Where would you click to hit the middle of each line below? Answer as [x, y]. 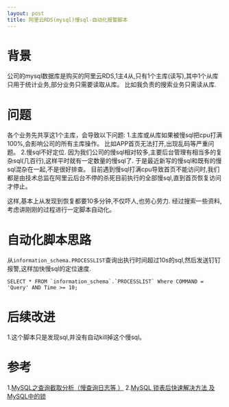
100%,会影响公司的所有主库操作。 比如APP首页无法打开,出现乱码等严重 [108, 144]
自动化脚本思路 [49, 240]
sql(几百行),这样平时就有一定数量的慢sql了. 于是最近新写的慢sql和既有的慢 [117, 161]
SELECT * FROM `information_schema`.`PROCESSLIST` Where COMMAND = [106, 282]
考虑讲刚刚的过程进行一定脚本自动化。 [61, 210]
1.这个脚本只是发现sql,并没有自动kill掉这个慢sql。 [76, 337]
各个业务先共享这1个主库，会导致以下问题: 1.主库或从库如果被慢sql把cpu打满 [115, 135]
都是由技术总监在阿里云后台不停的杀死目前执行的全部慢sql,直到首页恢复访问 [114, 178]
